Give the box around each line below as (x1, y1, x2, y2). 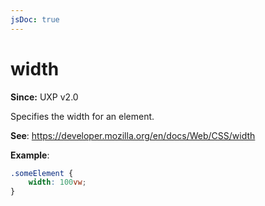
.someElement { (10, 168, 74, 178)
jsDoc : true (10, 14, 60, 25)
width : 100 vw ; (28, 177, 87, 188)
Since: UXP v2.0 (10, 91, 79, 103)
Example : (10, 149, 50, 161)
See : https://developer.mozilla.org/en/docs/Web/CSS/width (10, 129, 256, 141)
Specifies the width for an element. (10, 110, 155, 122)
